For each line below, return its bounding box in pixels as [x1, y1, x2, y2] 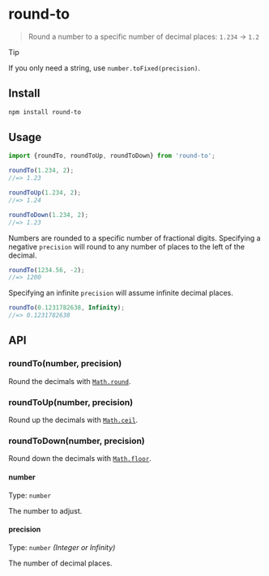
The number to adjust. [8, 506, 83, 515]
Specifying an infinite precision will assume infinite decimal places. [8, 288, 233, 298]
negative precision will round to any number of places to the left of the [8, 241, 246, 251]
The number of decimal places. [8, 558, 113, 568]
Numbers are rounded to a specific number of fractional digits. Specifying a [8, 233, 261, 243]
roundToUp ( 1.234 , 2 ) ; [8, 189, 82, 197]
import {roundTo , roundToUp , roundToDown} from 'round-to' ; [8, 151, 216, 160]
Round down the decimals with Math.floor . [8, 454, 152, 463]
